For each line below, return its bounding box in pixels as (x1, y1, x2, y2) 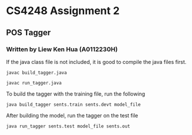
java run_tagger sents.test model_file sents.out (6, 123, 131, 129)
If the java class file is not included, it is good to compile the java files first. (6, 58, 187, 65)
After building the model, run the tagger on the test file (6, 112, 138, 119)
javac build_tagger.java (6, 69, 67, 76)
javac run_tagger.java (6, 80, 62, 86)
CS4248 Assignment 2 (6, 4, 120, 18)
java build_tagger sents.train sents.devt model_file (6, 102, 141, 107)
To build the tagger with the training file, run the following (6, 90, 145, 97)
